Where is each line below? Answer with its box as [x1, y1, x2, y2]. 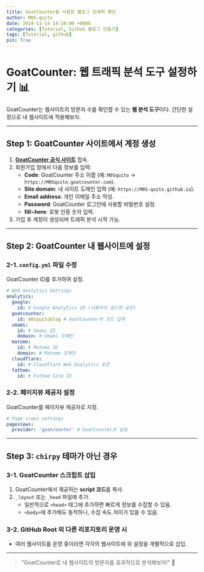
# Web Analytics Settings [6, 288, 72, 294]
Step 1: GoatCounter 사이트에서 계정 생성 [6, 138, 156, 149]
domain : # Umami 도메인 [17, 333, 74, 339]
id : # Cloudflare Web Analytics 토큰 [17, 361, 110, 367]
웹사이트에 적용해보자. [29, 113, 81, 121]
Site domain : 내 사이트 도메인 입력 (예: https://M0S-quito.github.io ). [24, 185, 195, 192]
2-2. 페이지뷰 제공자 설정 [6, 388, 75, 397]
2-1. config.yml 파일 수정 [6, 261, 77, 269]
